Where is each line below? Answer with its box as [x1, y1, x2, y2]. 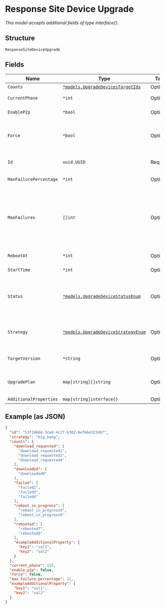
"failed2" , [18, 485, 41, 490]
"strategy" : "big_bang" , [9, 435, 60, 440]
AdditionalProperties [7, 396, 58, 402]
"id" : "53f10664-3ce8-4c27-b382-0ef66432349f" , [9, 430, 109, 435]
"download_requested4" [18, 457, 65, 463]
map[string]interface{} [62, 396, 118, 402]
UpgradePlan [7, 379, 36, 385]
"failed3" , [18, 489, 41, 495]
